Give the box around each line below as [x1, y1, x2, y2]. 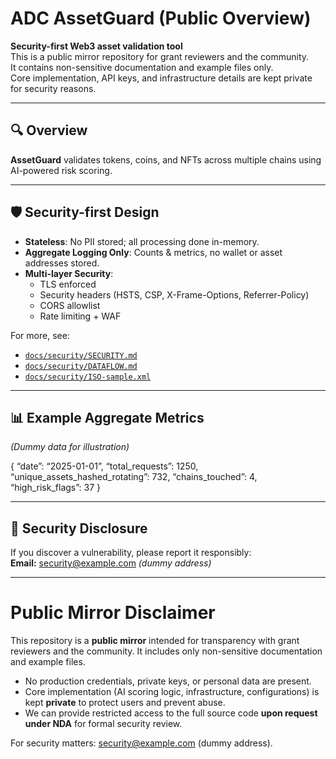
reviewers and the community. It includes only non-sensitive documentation [10, 645, 323, 657]
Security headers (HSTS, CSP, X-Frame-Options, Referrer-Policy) [39, 288, 310, 301]
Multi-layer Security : [24, 267, 114, 279]
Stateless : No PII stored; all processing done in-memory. [24, 235, 260, 247]
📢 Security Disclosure [10, 520, 148, 537]
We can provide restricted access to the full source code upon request [24, 707, 318, 719]
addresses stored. [24, 257, 100, 269]
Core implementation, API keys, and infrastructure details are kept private [10, 72, 313, 84]
